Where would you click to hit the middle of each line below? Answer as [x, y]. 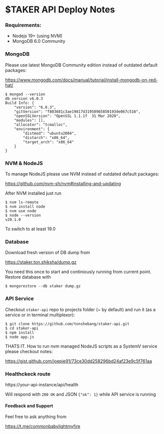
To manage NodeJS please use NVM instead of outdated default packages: [82, 174]
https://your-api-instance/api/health [42, 384]
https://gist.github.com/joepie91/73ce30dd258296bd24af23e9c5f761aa [79, 361]
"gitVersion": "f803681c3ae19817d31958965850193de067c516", [77, 111]
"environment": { [32, 129]
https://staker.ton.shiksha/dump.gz [41, 262]
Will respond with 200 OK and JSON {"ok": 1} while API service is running [81, 394]
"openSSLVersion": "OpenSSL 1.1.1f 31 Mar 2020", [67, 116]
